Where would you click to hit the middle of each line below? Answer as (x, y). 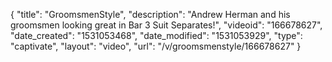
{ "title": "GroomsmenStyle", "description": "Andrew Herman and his (150, 14)
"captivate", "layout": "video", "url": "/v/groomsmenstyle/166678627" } (156, 46)
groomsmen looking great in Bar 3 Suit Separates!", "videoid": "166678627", (166, 25)
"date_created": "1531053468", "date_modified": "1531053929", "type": (156, 35)
